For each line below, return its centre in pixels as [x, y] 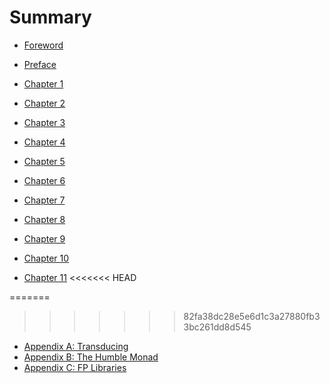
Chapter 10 [46, 258]
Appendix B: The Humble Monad [91, 357]
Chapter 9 [44, 238]
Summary [50, 17]
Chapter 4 [44, 142]
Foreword [43, 45]
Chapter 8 [44, 219]
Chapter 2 [44, 103]
